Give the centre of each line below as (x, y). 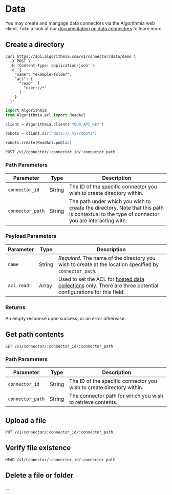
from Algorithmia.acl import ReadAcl (46, 115)
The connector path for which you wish (116, 396)
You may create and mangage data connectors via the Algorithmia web (80, 23)
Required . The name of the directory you (107, 258)
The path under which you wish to (110, 201)
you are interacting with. (98, 221)
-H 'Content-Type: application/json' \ (52, 65)
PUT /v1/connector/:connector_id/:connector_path (59, 432)
